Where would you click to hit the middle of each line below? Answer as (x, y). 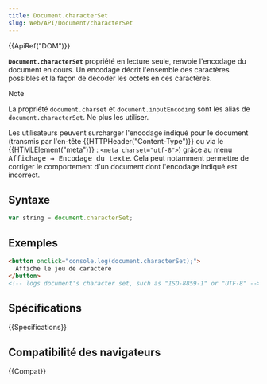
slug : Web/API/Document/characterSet (71, 23)
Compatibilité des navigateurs (85, 352)
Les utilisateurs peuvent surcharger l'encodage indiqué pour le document (128, 133)
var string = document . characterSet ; (71, 218)
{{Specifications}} (38, 328)
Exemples (33, 243)
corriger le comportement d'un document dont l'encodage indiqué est (123, 166)
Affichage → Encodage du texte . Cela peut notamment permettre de (128, 158)
